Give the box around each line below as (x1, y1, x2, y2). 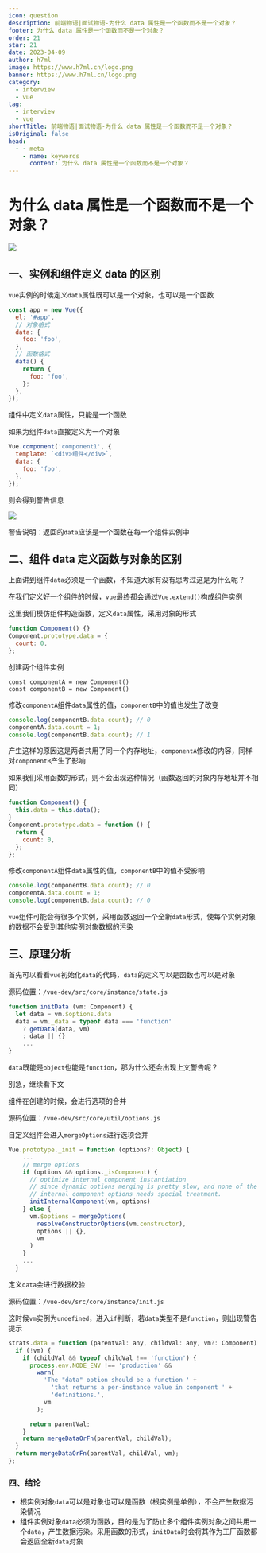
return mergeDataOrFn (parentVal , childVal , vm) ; (15, 1450, 179, 1458)
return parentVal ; (29, 1420, 91, 1428)
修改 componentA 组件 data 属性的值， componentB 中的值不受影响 (8, 866, 205, 876)
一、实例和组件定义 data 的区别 (8, 267, 161, 281)
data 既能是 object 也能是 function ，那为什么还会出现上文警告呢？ (8, 1062, 218, 1072)
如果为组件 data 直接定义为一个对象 (8, 427, 121, 437)
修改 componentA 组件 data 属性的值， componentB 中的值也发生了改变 (8, 700, 219, 709)
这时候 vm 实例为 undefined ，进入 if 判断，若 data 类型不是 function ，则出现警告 (8, 1313, 258, 1322)
